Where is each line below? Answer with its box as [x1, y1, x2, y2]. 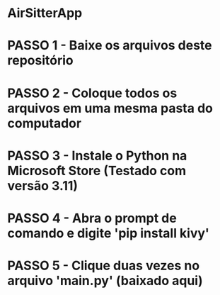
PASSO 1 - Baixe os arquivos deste [7, 38, 212, 54]
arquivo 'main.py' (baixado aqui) [7, 273, 203, 289]
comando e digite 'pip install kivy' [7, 225, 210, 241]
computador [7, 115, 82, 131]
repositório [7, 52, 74, 69]
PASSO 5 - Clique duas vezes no [7, 257, 200, 274]
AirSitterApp [7, 5, 83, 21]
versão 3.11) [7, 177, 79, 194]
